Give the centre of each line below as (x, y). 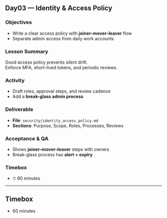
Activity (15, 80)
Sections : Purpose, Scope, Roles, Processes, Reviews (68, 125)
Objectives (19, 22)
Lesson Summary (27, 51)
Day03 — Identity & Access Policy (59, 8)
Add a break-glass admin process (48, 97)
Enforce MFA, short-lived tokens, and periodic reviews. (61, 67)
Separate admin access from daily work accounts (63, 38)
